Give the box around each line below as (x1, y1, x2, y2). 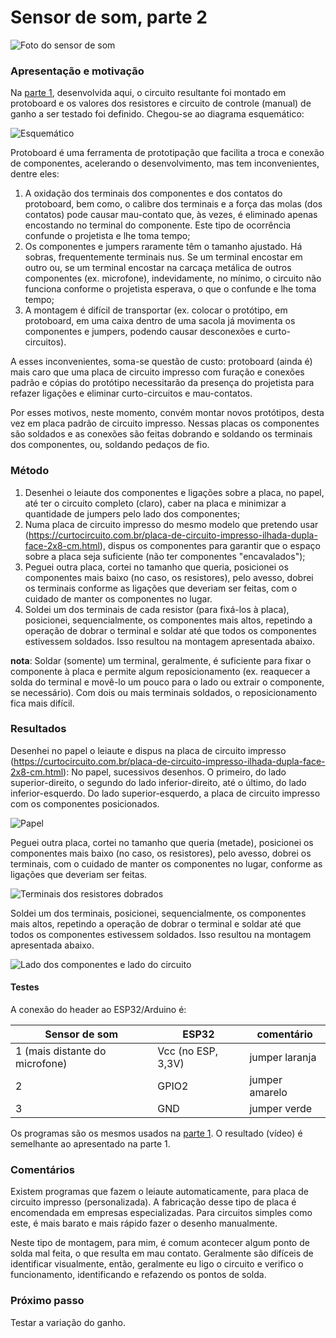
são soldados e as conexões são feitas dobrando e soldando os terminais (10, 428, 313, 440)
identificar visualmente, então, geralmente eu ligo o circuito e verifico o (10, 1258, 304, 1270)
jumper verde (249, 1102, 313, 1116)
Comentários (10, 1162, 75, 1176)
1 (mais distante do (15, 1044, 107, 1058)
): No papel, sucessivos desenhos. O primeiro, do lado (63, 766, 287, 778)
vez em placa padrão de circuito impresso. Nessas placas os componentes (10, 417, 320, 430)
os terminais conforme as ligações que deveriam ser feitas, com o (24, 582, 298, 594)
